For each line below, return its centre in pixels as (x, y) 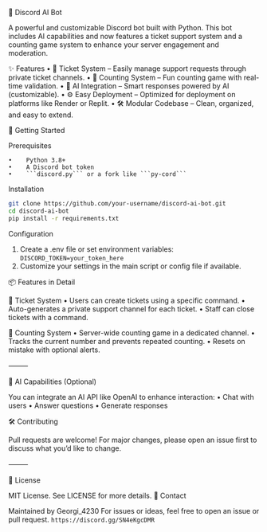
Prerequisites (30, 146)
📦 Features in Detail (42, 282)
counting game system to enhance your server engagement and (114, 45)
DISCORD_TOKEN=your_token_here (72, 258)
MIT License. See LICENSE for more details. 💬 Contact (97, 495)
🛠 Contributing (33, 421)
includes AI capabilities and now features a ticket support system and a (126, 36)
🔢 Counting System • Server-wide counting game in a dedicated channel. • (132, 332)
